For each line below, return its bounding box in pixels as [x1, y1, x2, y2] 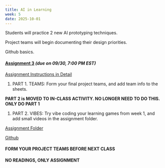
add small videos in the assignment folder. [12, 115, 99, 121]
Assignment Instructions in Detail [5, 71, 72, 77]
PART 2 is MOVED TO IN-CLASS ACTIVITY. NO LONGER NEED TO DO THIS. [5, 96, 160, 101]
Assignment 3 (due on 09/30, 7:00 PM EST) [5, 60, 96, 66]
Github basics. [5, 49, 34, 55]
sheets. [12, 86, 28, 92]
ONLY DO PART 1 [5, 101, 40, 106]
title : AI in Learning [5, 7, 52, 12]
